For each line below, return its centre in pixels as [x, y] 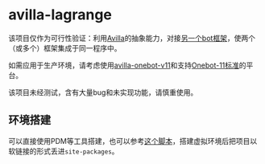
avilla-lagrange [60, 15]
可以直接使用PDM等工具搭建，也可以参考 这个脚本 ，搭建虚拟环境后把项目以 [133, 141]
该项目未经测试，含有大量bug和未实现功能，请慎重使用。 [103, 92]
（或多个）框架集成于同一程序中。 [65, 48]
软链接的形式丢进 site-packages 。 [64, 151]
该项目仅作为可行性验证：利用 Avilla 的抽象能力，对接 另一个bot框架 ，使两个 [132, 38]
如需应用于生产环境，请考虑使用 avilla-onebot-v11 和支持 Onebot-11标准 [124, 65]
